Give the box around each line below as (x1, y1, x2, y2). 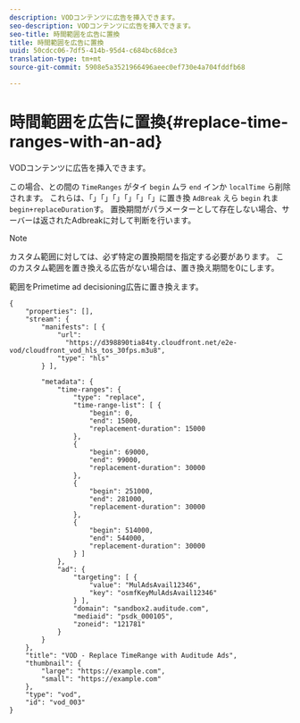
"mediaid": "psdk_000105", (72, 611, 174, 621)
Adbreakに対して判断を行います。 (71, 214, 196, 225)
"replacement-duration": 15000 (88, 424, 205, 433)
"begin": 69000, (88, 448, 150, 457)
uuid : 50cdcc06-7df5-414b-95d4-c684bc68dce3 (9, 46, 178, 55)
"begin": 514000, (88, 525, 154, 534)
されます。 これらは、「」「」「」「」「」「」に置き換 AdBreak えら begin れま (9, 192, 279, 203)
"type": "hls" (56, 354, 110, 363)
